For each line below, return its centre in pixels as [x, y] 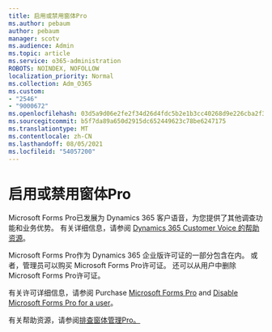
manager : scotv [34, 38]
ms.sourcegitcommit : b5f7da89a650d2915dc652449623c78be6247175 [117, 121]
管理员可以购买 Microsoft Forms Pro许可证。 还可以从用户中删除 [129, 266]
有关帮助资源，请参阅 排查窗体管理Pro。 [74, 320]
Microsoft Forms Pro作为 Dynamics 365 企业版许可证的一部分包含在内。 [129, 255]
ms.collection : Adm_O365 [50, 83]
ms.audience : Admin [41, 46]
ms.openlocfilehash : [43, 114]
